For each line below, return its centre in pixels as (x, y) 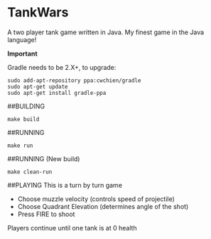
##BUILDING (26, 106)
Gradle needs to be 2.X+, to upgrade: (62, 67)
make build (23, 119)
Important (22, 54)
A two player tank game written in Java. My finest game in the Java (106, 32)
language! (22, 39)
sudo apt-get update (38, 86)
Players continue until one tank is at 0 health (72, 228)
